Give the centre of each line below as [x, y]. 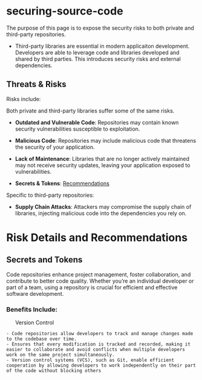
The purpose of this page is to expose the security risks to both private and [100, 28]
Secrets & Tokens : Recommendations [62, 183]
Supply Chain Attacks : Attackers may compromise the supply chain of [103, 206]
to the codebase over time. [42, 339]
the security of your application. [55, 147]
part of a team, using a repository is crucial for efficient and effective [92, 287]
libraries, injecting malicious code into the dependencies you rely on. [101, 213]
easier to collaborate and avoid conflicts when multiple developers [96, 350]
